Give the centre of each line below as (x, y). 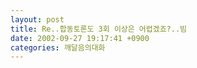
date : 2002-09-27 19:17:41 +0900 (80, 38)
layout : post (37, 19)
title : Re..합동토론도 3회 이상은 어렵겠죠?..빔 (99, 29)
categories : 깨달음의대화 (58, 47)
